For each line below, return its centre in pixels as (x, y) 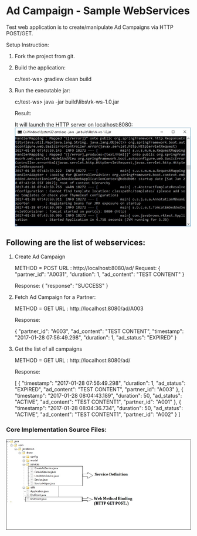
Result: (23, 113)
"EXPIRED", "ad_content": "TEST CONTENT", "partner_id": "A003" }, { (99, 389)
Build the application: (40, 67)
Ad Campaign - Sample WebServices (98, 11)
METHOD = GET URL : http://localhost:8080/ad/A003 (79, 309)
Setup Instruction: (28, 45)
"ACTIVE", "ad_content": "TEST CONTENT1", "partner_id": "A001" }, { (98, 402)
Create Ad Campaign (40, 257)
